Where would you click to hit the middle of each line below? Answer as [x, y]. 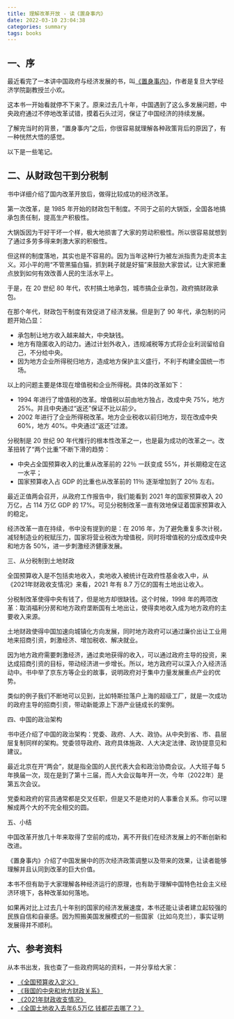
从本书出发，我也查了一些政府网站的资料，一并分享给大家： [93, 967]
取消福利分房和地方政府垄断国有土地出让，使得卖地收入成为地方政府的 [120, 608]
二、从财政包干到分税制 [57, 176]
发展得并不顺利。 [32, 925]
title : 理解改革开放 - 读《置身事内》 [57, 14]
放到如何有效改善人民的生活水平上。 [65, 273]
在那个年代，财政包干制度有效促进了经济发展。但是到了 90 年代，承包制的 [114, 312]
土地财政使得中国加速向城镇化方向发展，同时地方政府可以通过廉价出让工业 [114, 631]
